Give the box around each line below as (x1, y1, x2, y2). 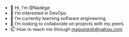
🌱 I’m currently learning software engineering (10, 15, 106, 21)
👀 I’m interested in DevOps (10, 10, 67, 16)
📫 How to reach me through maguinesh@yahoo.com (10, 26, 123, 32)
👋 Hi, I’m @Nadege (10, 5, 50, 10)
